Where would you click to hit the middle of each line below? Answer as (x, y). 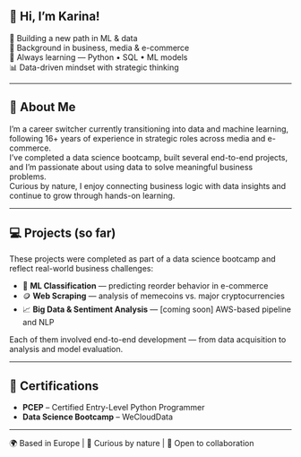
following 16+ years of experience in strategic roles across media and (138, 138)
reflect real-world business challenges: (82, 269)
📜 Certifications (54, 386)
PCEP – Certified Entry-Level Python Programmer (113, 408)
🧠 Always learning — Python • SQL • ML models (99, 57)
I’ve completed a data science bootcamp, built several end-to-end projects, (149, 157)
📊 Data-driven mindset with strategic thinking (94, 67)
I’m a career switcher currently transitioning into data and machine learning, (149, 129)
